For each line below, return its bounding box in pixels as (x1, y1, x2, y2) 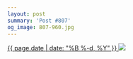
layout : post (7, 10, 46, 18)
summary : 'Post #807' (7, 17, 71, 24)
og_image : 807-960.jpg (7, 23, 74, 31)
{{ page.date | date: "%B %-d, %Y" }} (7, 44, 117, 53)
